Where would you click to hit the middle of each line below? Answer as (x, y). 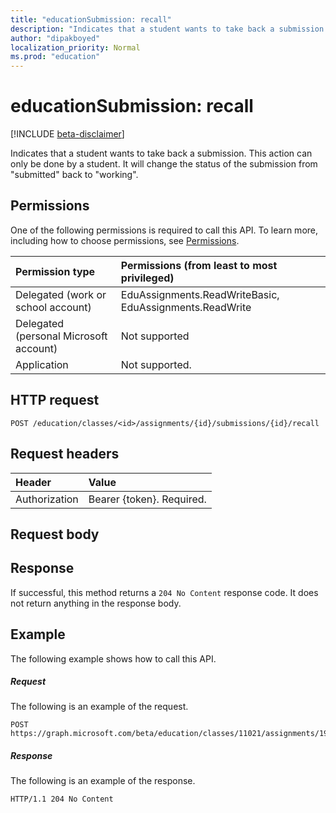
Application (42, 364)
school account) (53, 307)
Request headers (65, 454)
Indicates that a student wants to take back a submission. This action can (161, 153)
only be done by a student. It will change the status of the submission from (164, 164)
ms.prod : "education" (55, 57)
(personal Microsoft (61, 336)
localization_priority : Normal (75, 47)
